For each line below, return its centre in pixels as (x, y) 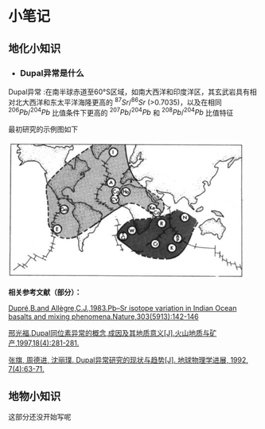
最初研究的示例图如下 (43, 129)
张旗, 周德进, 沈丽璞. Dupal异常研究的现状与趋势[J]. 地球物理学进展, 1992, (129, 360)
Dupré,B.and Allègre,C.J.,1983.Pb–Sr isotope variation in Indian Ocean (123, 309)
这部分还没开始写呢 (40, 417)
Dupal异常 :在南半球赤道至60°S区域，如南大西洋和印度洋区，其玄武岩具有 (129, 92)
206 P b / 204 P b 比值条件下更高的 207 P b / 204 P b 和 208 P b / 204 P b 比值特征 (121, 112)
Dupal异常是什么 (52, 73)
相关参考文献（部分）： (45, 293)
